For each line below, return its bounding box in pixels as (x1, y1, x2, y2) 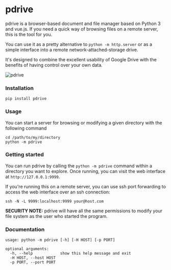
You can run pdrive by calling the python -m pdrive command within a (5, 162, 152, 169)
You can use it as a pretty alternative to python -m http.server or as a (5, 41, 152, 47)
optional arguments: (5, 247, 50, 252)
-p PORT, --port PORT (10, 260, 56, 265)
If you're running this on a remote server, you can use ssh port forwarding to (5, 183, 166, 189)
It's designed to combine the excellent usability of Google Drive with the (5, 56, 157, 62)
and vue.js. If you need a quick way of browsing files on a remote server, (5, 26, 158, 32)
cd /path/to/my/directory (5, 135, 60, 140)
